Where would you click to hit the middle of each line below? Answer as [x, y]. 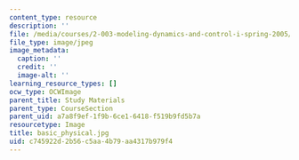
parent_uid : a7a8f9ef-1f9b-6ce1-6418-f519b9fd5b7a [105, 116]
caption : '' [40, 59]
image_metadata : [39, 51]
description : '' [39, 26]
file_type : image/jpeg [51, 42]
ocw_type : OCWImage [45, 92]
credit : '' [37, 68]
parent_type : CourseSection [61, 108]
